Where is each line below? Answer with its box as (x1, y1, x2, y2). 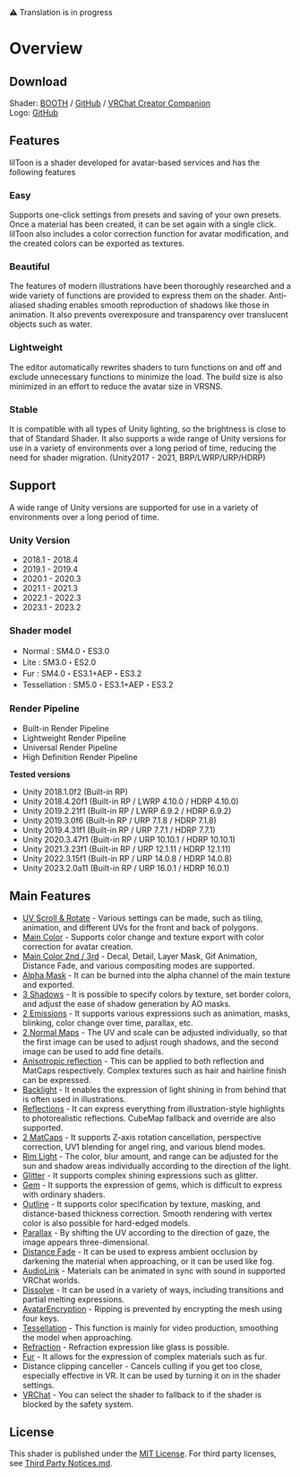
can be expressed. (21, 1074, 91, 1085)
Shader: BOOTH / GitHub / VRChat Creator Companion (9, 98, 211, 109)
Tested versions (9, 769, 71, 780)
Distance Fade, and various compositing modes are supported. (21, 960, 255, 971)
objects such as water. (9, 319, 92, 329)
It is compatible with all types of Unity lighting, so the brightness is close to (9, 424, 287, 434)
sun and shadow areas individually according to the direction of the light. (21, 1160, 291, 1171)
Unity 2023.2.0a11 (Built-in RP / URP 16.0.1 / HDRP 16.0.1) (21, 862, 230, 873)
